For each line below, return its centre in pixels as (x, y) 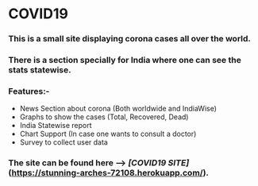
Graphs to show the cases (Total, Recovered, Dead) (104, 117)
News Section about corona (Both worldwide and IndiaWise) (118, 109)
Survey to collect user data (64, 142)
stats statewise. (40, 70)
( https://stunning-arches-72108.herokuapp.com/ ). (108, 173)
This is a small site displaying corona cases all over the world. (130, 39)
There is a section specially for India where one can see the (125, 60)
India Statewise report (56, 126)
